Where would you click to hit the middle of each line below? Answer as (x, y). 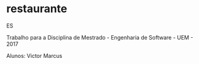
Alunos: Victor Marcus (34, 55)
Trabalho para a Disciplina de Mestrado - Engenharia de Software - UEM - (100, 37)
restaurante (37, 9)
